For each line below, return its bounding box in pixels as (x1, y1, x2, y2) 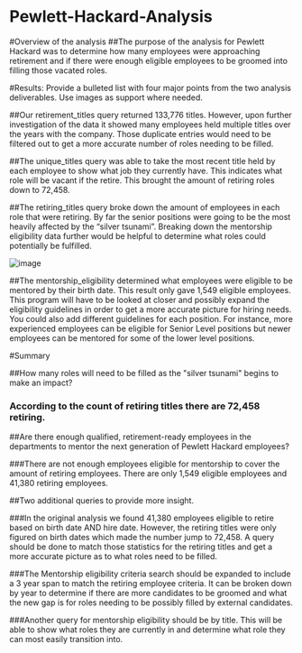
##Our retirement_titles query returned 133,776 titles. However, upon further (9, 109, 293, 120)
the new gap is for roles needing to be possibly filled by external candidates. (9, 597, 293, 608)
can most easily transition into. (9, 634, 124, 645)
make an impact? (9, 377, 73, 388)
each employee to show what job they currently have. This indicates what (9, 165, 283, 176)
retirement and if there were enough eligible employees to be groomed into (9, 55, 288, 66)
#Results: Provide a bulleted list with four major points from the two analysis (9, 82, 291, 93)
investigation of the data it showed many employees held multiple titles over (9, 119, 291, 130)
